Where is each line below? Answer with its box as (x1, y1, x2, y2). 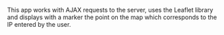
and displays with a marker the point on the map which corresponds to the (7, 13, 217, 21)
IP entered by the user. (7, 21, 71, 28)
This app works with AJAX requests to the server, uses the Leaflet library (7, 6, 214, 14)
